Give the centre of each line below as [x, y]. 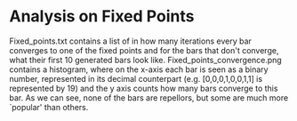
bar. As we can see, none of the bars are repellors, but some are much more [149, 97]
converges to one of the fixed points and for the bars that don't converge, [144, 50]
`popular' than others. [49, 107]
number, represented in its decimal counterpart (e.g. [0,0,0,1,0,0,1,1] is [136, 78]
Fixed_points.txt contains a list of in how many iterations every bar [130, 41]
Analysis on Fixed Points [102, 16]
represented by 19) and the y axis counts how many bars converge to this [144, 88]
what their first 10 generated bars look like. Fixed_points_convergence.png [145, 60]
